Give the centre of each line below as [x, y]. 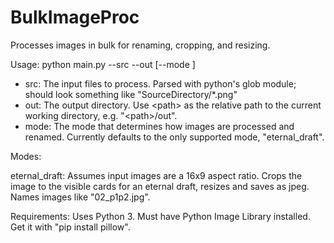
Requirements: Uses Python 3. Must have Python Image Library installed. [160, 216]
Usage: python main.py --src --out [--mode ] [103, 64]
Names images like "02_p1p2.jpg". [80, 197]
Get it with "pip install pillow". [70, 227]
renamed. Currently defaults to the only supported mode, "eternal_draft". [174, 137]
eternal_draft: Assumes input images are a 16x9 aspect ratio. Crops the [156, 175]
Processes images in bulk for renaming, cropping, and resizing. [140, 45]
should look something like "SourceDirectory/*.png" [131, 94]
